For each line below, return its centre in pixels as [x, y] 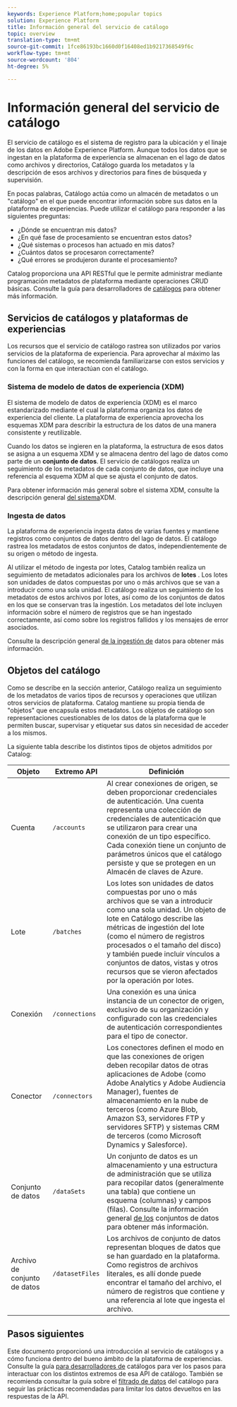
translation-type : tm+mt [44, 40]
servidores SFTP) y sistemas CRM [163, 1126]
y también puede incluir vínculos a [163, 953]
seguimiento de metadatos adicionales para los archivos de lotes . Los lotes [117, 575]
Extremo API [76, 771]
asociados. [23, 627]
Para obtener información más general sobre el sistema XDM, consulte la [114, 490]
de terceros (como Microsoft [154, 1136]
